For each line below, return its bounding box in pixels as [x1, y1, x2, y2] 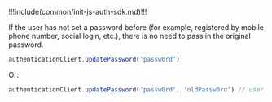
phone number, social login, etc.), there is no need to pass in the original [8, 32, 251, 40]
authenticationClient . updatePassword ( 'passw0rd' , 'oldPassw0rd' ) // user [8, 85, 265, 94]
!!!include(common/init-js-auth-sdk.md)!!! [8, 7, 147, 16]
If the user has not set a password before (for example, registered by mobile [8, 23, 265, 32]
